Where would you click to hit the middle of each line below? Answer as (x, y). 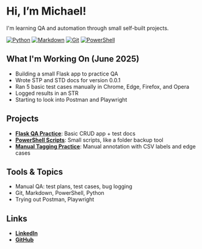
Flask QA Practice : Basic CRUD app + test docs (75, 133)
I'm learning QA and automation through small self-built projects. (88, 28)
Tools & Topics (34, 172)
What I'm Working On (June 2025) (73, 59)
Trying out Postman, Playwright (55, 200)
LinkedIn (26, 233)
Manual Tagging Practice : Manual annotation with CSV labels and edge (106, 146)
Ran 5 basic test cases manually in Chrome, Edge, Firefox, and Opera (102, 86)
